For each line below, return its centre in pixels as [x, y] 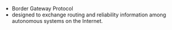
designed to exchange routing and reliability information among [89, 15]
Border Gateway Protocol [42, 9]
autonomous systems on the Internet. [57, 21]
